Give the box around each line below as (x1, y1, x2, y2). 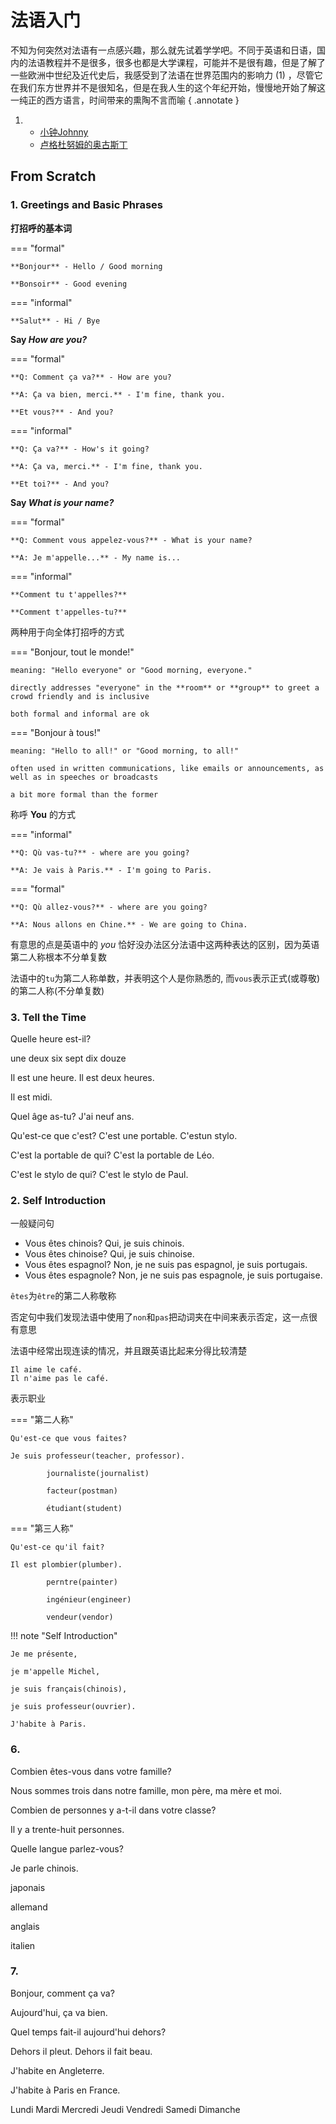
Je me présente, (10, 1649, 78, 1660)
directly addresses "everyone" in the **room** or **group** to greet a (10, 682, 320, 693)
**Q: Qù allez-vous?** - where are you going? (10, 902, 208, 912)
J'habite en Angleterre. (10, 2064, 105, 2076)
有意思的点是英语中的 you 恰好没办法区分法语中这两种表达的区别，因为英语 (10, 938, 320, 950)
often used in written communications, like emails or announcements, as (10, 763, 325, 773)
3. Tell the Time (10, 1010, 87, 1024)
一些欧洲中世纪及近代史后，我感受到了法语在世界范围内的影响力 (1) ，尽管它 (10, 69, 323, 81)
